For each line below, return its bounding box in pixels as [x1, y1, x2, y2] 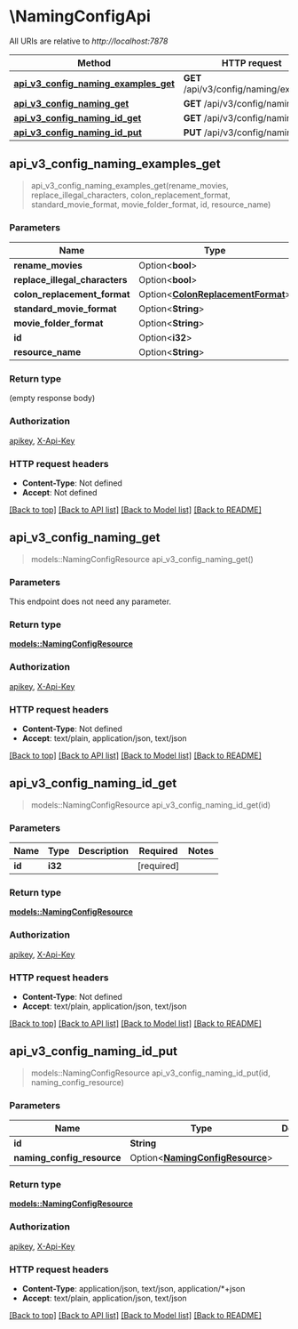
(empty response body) [9, 393, 96, 404]
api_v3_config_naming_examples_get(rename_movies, [30, 180, 229, 190]
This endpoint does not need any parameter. [9, 596, 171, 607]
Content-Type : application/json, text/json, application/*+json [21, 1283, 246, 1293]
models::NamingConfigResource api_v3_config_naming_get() [30, 553, 255, 564]
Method [76, 56, 112, 68]
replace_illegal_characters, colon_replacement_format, [30, 189, 231, 200]
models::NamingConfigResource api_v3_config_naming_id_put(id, [30, 1067, 271, 1078]
